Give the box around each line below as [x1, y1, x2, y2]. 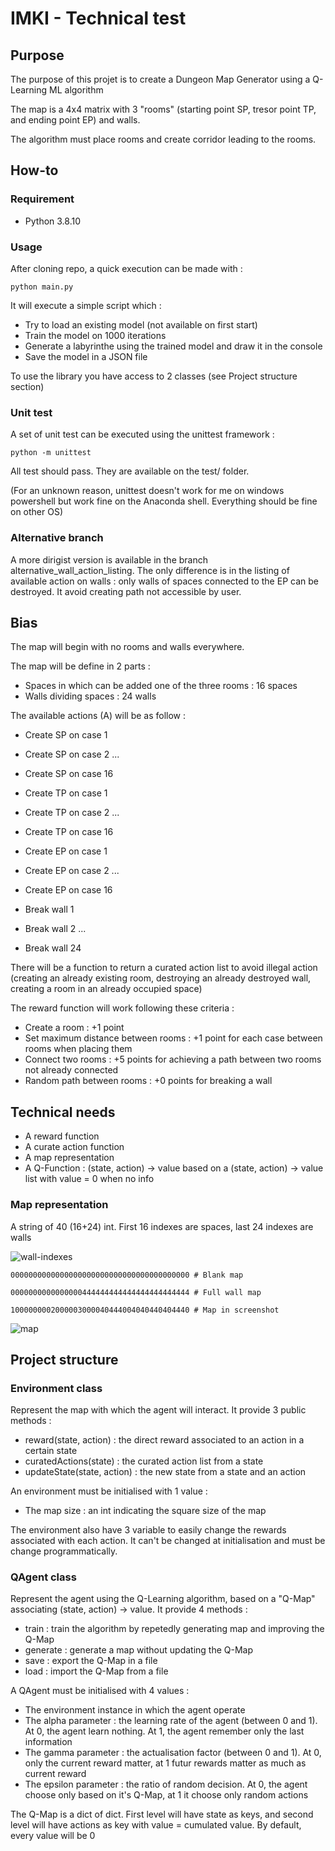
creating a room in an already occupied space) [10, 983, 203, 995]
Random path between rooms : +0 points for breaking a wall [24, 1075, 273, 1087]
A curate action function [24, 1141, 125, 1153]
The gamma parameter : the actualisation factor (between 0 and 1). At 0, [24, 1747, 322, 1759]
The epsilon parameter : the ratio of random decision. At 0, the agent [24, 1778, 308, 1791]
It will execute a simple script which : [10, 299, 162, 311]
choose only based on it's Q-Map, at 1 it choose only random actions [24, 1789, 309, 1801]
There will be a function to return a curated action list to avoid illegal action [10, 962, 318, 974]
